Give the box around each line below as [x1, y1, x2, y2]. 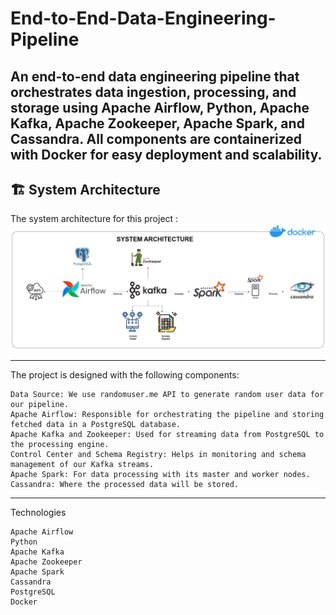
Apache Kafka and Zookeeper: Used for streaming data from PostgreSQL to [10, 429, 325, 439]
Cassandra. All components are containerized [10, 130, 302, 147]
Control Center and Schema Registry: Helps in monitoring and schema [10, 449, 307, 459]
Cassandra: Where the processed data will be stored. [10, 479, 240, 489]
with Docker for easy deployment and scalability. [10, 146, 323, 163]
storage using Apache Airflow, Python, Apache [10, 99, 310, 116]
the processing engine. [10, 439, 110, 449]
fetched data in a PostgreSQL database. [10, 419, 182, 429]
